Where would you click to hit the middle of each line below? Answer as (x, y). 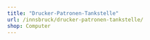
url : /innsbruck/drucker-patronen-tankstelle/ (75, 20)
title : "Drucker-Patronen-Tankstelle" (63, 13)
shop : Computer (29, 26)
